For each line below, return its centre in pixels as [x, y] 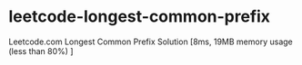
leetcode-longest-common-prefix [139, 17]
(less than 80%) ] [41, 51]
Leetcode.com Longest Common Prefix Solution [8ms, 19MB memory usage [151, 42]
